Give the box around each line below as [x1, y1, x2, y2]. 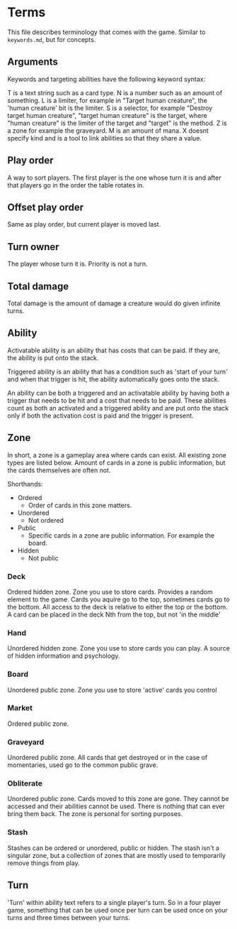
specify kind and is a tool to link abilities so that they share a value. [7, 134, 202, 142]
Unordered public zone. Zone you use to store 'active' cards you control [7, 685, 217, 694]
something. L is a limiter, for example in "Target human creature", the [7, 96, 207, 104]
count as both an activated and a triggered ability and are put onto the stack [7, 403, 229, 412]
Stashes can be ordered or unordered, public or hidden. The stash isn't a [7, 843, 219, 852]
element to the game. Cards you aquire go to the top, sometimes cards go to [7, 594, 230, 604]
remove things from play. [7, 859, 80, 867]
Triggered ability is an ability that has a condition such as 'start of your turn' [7, 367, 229, 376]
